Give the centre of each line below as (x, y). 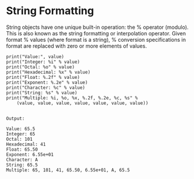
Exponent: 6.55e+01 (30, 154)
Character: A (22, 160)
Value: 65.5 (21, 129)
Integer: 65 (21, 134)
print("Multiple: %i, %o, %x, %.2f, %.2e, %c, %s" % (72, 98)
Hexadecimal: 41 (26, 144)
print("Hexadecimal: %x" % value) (48, 72)
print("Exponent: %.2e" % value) (47, 82)
